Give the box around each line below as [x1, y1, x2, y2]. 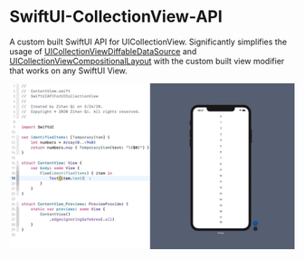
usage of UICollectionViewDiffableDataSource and [9, 45, 197, 56]
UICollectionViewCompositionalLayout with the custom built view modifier [9, 55, 285, 66]
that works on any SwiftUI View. [9, 65, 128, 76]
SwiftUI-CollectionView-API [9, 6, 223, 27]
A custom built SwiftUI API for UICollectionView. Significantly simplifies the [9, 36, 288, 47]
